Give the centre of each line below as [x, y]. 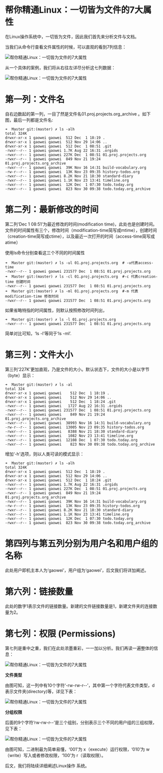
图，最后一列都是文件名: [29, 120]
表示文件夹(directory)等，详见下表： [41, 691]
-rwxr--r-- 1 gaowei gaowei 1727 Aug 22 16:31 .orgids [64, 406]
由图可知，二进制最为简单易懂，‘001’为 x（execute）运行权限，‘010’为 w [77, 749]
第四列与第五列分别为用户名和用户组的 [82, 543]
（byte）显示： [20, 375]
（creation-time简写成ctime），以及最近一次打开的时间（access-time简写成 [80, 236]
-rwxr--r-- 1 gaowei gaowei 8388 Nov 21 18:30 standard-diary [71, 432]
